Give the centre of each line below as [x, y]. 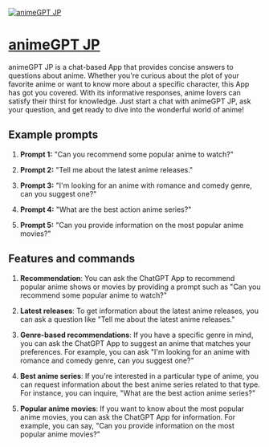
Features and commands [71, 259]
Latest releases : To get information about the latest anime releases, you [139, 311]
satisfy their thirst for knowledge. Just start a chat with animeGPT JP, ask [130, 101]
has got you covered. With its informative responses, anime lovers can [124, 92]
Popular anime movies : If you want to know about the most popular [132, 408]
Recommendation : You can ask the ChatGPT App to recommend [127, 278]
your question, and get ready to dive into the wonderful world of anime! [126, 109]
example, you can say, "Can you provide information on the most [127, 425]
